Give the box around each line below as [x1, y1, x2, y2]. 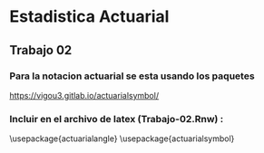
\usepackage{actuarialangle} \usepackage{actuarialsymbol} [9, 133, 235, 144]
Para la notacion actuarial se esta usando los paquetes [9, 70, 256, 82]
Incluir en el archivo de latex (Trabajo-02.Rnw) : [9, 112, 224, 125]
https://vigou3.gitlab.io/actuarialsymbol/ [9, 90, 160, 100]
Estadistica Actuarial [9, 6, 170, 27]
